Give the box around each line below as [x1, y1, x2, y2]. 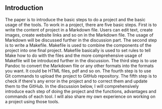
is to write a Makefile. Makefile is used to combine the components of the [5, 42, 152, 48]
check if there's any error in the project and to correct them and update [5, 78, 148, 84]
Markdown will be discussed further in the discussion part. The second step [5, 37, 157, 43]
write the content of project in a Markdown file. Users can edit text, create [5, 27, 153, 33]
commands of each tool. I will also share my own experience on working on [5, 94, 156, 99]
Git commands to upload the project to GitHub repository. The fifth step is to [5, 73, 157, 79]
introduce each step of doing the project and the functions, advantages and [5, 88, 157, 94]
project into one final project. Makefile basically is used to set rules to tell [5, 47, 151, 53]
